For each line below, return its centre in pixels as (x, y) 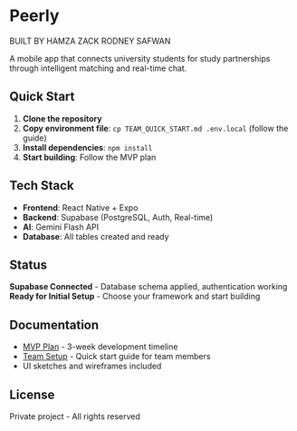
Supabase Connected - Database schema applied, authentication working (148, 287)
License (32, 394)
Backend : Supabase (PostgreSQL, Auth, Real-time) (118, 217)
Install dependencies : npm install (87, 147)
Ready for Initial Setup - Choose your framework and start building (135, 297)
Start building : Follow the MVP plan (89, 157)
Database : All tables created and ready (96, 236)
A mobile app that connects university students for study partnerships (140, 58)
